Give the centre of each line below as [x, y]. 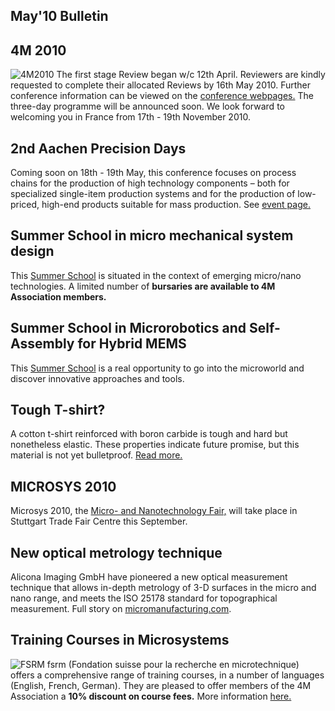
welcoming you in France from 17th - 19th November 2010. [130, 117]
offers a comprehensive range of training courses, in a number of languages [167, 675]
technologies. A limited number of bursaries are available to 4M [143, 286]
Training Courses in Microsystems [120, 640]
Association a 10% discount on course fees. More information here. [151, 696]
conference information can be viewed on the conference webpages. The [162, 96]
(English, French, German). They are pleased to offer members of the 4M [161, 685]
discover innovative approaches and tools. [97, 378]
